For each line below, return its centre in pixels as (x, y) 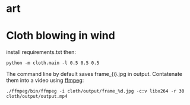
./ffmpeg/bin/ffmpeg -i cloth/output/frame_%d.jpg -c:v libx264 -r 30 (95, 91)
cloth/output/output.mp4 (37, 97)
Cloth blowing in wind (61, 36)
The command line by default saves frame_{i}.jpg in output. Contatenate (94, 74)
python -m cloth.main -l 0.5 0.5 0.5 (53, 63)
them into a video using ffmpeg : (45, 80)
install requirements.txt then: (41, 52)
